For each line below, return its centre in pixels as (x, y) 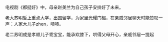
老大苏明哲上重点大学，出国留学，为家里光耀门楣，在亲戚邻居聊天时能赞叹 (82, 18)
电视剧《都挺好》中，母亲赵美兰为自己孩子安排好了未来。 (64, 7)
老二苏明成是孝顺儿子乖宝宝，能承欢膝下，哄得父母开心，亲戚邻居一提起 (79, 34)
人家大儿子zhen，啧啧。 (39, 24)
